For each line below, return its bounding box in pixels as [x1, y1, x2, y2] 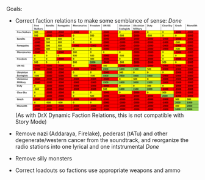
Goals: [6, 6, 23, 12]
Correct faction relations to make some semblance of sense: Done [15, 17, 182, 24]
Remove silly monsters [15, 155, 72, 162]
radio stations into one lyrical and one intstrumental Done [15, 143, 160, 151]
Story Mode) [15, 118, 47, 126]
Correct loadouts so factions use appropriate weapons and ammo [15, 167, 181, 174]
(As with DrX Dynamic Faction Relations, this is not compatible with [15, 111, 184, 119]
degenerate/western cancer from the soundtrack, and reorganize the [15, 137, 189, 144]
